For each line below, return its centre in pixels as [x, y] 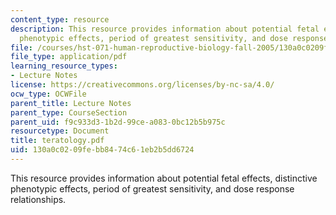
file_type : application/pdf [69, 57]
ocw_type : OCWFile [48, 94]
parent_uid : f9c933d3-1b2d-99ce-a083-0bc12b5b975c [118, 122]
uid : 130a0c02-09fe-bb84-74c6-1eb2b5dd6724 [102, 150]
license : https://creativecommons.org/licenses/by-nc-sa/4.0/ [142, 85]
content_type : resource [60, 19]
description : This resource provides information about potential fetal [165, 29]
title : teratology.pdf [57, 141]
